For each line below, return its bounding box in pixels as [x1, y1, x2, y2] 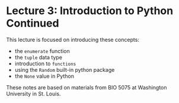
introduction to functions [14, 60, 76, 67]
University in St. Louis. [6, 90, 61, 97]
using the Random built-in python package [14, 66, 115, 73]
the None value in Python [14, 72, 74, 79]
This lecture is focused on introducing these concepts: [6, 36, 139, 43]
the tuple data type [14, 54, 62, 61]
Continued [6, 16, 59, 30]
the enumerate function [14, 47, 70, 54]
